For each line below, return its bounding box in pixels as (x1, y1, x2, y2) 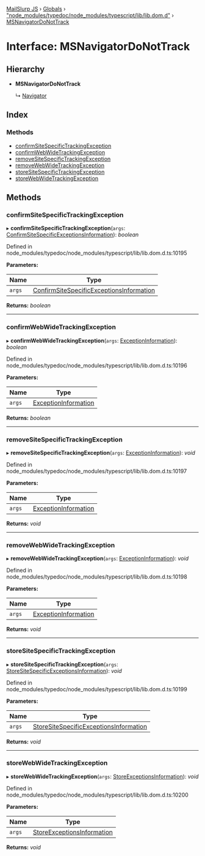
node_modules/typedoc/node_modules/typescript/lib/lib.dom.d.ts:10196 (6, 361, 187, 369)
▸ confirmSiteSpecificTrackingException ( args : (6, 225, 126, 232)
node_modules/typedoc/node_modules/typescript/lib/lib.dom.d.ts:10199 (6, 685, 187, 693)
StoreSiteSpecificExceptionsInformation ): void (6, 667, 122, 674)
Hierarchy (6, 64, 45, 74)
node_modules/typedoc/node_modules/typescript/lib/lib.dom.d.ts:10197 (6, 467, 187, 475)
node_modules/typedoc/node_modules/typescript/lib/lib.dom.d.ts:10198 (6, 573, 187, 580)
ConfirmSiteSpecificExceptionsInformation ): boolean (6, 231, 139, 238)
